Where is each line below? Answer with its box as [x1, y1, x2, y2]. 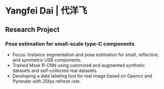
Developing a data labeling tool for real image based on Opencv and [12, 72, 153, 78]
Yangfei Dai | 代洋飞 [5, 5, 87, 16]
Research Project [5, 25, 60, 33]
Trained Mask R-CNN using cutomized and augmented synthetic [12, 62, 146, 68]
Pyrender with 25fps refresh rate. [12, 78, 81, 84]
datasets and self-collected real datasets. [12, 67, 98, 73]
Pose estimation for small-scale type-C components [5, 40, 135, 47]
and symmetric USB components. [12, 56, 82, 63]
